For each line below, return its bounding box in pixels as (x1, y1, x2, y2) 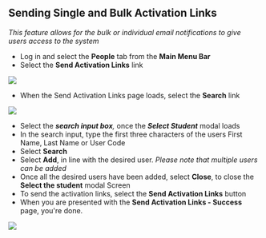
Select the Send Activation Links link (19, 60, 143, 69)
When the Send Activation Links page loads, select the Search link (19, 90, 240, 100)
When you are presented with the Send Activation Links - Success (19, 197, 243, 207)
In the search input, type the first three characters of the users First (19, 129, 243, 139)
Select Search (19, 146, 68, 156)
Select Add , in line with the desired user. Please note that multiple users (19, 155, 258, 165)
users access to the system (8, 36, 99, 46)
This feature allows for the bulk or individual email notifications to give (8, 27, 242, 37)
